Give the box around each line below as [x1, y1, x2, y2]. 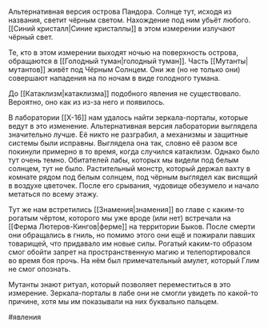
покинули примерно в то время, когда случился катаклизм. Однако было [8, 147, 260, 156]
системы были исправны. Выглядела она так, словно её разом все [8, 138, 238, 147]
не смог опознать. [8, 264, 71, 274]
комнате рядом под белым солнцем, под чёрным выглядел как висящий [8, 172, 258, 182]
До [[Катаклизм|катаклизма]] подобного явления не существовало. [8, 89, 242, 98]
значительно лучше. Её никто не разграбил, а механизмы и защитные [8, 130, 249, 139]
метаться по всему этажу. [8, 190, 98, 198]
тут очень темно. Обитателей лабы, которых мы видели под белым [8, 155, 239, 165]
